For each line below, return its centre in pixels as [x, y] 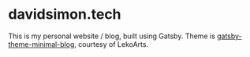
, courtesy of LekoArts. [111, 44]
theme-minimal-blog [41, 44]
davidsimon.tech [65, 14]
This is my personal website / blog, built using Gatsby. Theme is [112, 36]
